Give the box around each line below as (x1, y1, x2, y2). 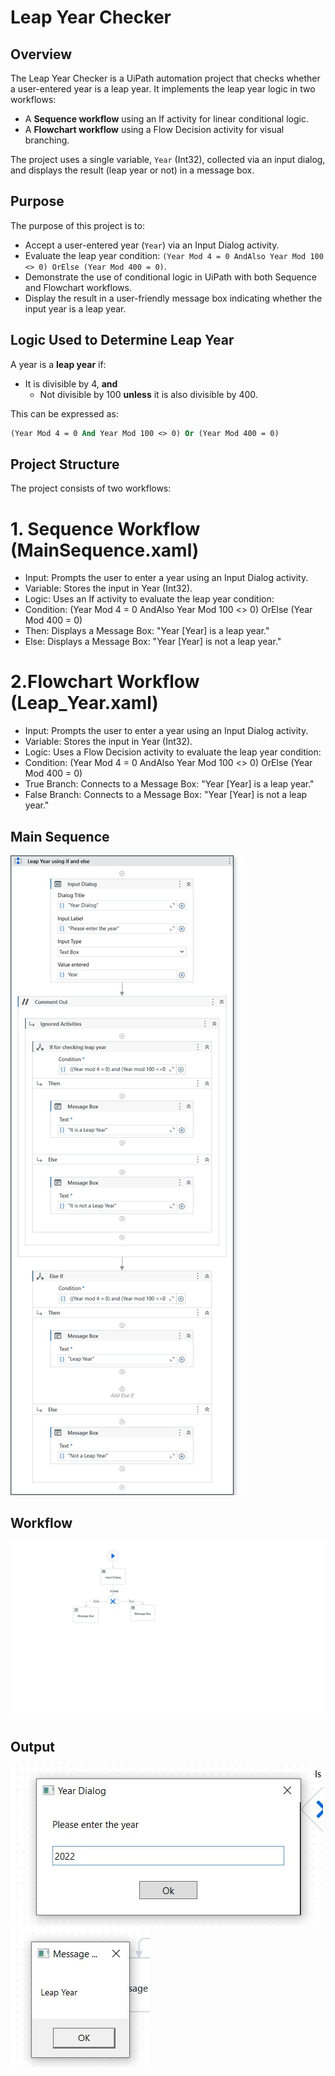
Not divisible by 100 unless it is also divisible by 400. (39, 388, 258, 400)
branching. (24, 134, 70, 146)
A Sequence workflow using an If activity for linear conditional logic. (24, 113, 309, 125)
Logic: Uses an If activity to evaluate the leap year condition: (24, 593, 275, 605)
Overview (10, 46, 73, 63)
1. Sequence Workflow (10, 517, 201, 540)
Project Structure (10, 456, 120, 473)
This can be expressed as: (10, 407, 119, 420)
